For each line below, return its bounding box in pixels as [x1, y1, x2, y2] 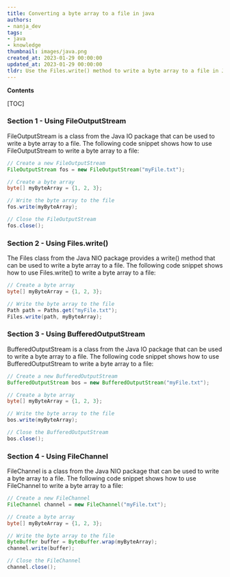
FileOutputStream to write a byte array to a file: [7, 146, 140, 155]
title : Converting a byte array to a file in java [7, 10, 155, 17]
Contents [7, 86, 34, 94]
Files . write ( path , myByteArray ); [7, 313, 103, 320]
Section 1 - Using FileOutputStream [7, 116, 127, 126]
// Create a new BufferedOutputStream [7, 372, 118, 380]
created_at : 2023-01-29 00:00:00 [7, 55, 103, 62]
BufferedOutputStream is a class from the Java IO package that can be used [7, 345, 222, 353]
